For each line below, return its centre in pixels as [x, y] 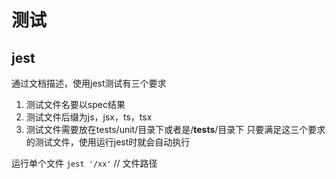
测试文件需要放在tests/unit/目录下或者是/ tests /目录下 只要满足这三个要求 [175, 129]
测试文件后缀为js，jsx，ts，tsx [89, 117]
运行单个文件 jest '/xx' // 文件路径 [84, 163]
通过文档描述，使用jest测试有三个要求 [89, 83]
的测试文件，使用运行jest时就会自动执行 [108, 142]
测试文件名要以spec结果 [75, 104]
